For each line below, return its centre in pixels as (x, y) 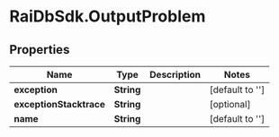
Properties (40, 50)
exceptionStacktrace (59, 104)
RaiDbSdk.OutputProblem (108, 17)
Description (175, 75)
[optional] (230, 104)
